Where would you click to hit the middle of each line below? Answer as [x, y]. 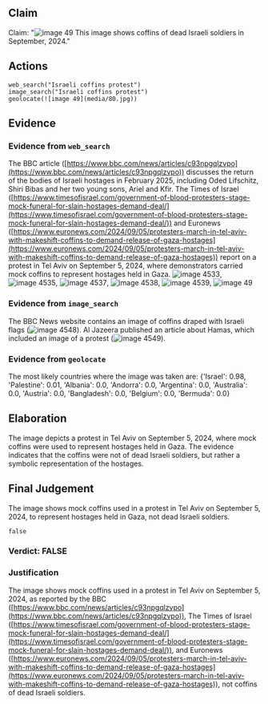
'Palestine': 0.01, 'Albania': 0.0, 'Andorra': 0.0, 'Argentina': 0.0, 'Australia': [128, 385]
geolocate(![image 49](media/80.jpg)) [73, 99]
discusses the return [220, 172]
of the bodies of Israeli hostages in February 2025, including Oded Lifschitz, [134, 180]
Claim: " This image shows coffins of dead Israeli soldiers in [126, 32]
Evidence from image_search [63, 304]
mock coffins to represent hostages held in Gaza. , [115, 274]
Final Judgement [51, 489]
